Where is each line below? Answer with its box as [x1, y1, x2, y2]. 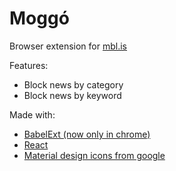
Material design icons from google [23, 149, 166, 161]
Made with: [9, 108, 56, 121]
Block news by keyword [23, 89, 122, 101]
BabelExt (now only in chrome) [23, 128, 151, 140]
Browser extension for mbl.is [9, 40, 128, 52]
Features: [9, 59, 49, 71]
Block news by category [23, 78, 124, 91]
